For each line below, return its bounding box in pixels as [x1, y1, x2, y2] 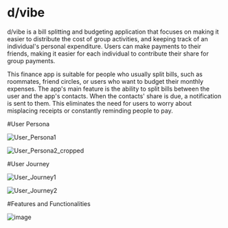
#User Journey [7, 159, 50, 168]
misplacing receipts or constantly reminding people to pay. [7, 106, 173, 115]
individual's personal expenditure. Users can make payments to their [7, 42, 201, 50]
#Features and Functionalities [7, 199, 91, 207]
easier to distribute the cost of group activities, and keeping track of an [7, 34, 208, 43]
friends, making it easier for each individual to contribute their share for [7, 49, 209, 58]
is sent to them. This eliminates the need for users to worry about [7, 99, 192, 107]
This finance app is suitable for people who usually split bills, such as [7, 70, 203, 78]
